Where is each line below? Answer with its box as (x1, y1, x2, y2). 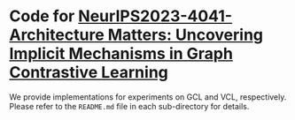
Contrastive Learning (9, 63, 168, 83)
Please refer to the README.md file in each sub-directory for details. (9, 101, 250, 111)
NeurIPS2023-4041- (78, 6, 233, 26)
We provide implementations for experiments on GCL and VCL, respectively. (9, 91, 287, 102)
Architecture (9, 25, 105, 45)
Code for (9, 6, 75, 26)
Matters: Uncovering (107, 25, 264, 45)
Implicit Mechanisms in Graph (9, 44, 233, 64)
